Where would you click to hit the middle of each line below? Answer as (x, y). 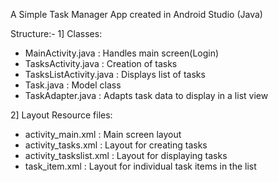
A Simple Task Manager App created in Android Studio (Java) (136, 14)
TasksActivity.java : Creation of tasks (101, 63)
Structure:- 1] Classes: (56, 33)
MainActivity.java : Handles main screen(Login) (122, 53)
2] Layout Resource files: (61, 115)
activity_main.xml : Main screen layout (103, 134)
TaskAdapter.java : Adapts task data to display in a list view (146, 95)
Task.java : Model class (73, 85)
